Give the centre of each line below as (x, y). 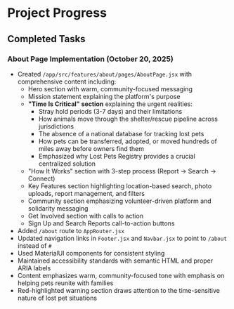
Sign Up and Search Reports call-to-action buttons (101, 223)
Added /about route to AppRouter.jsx (71, 230)
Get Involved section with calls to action (86, 216)
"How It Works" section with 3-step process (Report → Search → (122, 171)
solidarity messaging (58, 208)
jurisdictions (56, 126)
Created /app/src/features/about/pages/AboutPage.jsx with (104, 74)
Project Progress (57, 13)
